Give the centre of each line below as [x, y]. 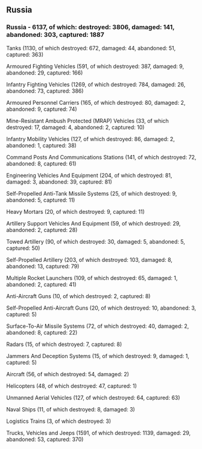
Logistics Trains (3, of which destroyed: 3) [59, 421]
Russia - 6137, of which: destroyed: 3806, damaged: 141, [90, 27]
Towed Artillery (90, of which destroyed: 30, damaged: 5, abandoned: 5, [96, 241]
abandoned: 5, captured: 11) [41, 200]
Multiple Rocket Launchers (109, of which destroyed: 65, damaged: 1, [92, 278]
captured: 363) [25, 55]
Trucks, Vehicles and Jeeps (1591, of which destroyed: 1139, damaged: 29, [99, 433]
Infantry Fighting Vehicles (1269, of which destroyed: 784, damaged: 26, [96, 84]
